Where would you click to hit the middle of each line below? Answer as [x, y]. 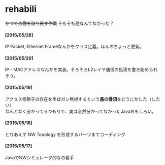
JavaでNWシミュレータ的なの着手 [40, 157]
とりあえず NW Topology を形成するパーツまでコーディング [65, 134]
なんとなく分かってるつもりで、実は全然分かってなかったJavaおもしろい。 [81, 111]
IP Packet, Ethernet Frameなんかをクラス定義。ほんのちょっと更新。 [75, 47]
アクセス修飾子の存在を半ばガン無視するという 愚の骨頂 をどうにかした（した [83, 99]
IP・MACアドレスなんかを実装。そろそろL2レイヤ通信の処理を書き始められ [81, 69]
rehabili [21, 9]
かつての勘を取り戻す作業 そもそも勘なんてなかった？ [60, 23]
